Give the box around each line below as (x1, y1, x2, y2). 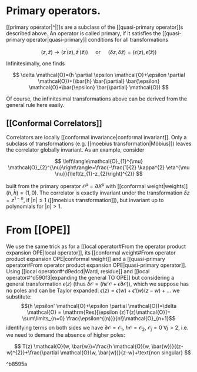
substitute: (6, 293, 32, 300)
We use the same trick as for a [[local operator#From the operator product (6, 243, 186, 250)
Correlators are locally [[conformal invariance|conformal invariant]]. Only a (6, 134, 187, 141)
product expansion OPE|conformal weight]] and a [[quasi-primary (6, 255, 166, 262)
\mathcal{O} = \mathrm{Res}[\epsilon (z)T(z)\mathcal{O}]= (26, 309, 171, 316)
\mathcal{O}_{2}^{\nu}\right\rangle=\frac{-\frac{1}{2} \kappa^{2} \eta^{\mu (8, 164, 190, 171)
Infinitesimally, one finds (6, 60, 65, 67)
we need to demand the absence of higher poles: (6, 331, 125, 339)
